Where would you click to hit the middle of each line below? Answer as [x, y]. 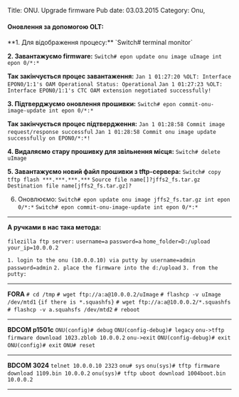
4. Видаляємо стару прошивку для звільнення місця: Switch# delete [114, 152]
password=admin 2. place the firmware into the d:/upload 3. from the [113, 268]
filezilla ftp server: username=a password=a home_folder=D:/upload [109, 242]
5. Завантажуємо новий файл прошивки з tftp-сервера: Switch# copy [114, 172]
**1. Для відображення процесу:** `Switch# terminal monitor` [100, 43]
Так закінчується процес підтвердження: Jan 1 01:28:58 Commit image [116, 124]
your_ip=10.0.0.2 [33, 248]
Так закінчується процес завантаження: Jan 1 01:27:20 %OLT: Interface [119, 76]
